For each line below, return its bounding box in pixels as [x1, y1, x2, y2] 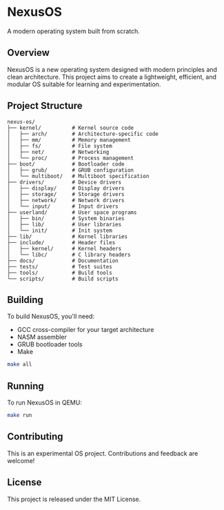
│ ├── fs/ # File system [7, 142, 112, 149]
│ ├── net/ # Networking [7, 148, 110, 155]
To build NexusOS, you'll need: [7, 312, 95, 321]
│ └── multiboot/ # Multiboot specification [7, 173, 150, 179]
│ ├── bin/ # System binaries [7, 215, 125, 222]
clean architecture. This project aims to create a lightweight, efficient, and [7, 72, 217, 81]
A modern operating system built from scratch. [7, 27, 140, 35]
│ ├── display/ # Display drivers [7, 184, 125, 192]
